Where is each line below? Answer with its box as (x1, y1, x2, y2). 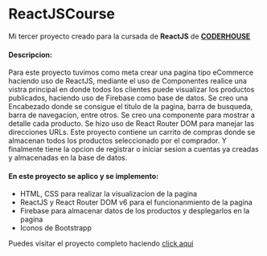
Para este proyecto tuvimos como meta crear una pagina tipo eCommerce (8, 67, 254, 77)
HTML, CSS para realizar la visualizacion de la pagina (19, 189, 198, 199)
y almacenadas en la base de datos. (8, 153, 128, 163)
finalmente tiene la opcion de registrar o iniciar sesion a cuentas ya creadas (8, 144, 259, 154)
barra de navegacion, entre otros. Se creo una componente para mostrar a (8, 110, 256, 120)
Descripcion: (8, 50, 52, 59)
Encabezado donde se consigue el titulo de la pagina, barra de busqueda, (8, 102, 253, 112)
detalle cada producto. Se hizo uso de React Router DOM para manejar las (8, 119, 255, 128)
